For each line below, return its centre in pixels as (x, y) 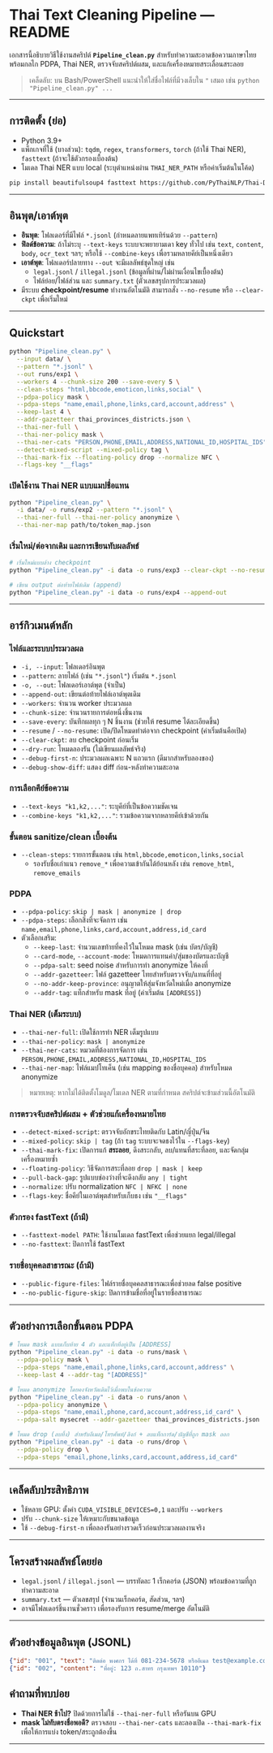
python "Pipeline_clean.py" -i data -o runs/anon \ (98, 1397)
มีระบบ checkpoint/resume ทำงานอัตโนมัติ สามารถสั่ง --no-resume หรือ (127, 290)
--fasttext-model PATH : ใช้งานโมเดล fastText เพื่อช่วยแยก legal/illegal (128, 1235)
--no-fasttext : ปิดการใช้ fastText (73, 1244)
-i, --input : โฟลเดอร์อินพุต (63, 666)
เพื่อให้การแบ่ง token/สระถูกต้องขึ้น (69, 1731)
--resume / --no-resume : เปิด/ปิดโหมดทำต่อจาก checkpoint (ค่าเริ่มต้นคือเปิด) (134, 730)
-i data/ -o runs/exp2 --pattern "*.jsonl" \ (95, 510)
